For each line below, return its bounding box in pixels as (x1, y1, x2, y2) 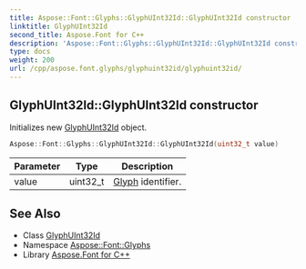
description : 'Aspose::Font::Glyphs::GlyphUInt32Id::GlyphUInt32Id (9, 38, 271, 48)
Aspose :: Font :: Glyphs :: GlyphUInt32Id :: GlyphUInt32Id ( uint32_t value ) (9, 139, 280, 148)
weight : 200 (9, 55, 55, 65)
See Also (9, 205, 61, 221)
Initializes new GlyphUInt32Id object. (9, 122, 148, 133)
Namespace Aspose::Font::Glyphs (22, 240, 151, 251)
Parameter (14, 160, 61, 173)
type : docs (9, 47, 51, 56)
